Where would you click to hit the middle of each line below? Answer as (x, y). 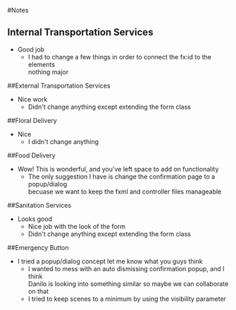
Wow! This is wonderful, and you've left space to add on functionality (118, 169)
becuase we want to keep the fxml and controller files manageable (125, 191)
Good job (31, 49)
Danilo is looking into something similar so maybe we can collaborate (128, 284)
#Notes (18, 10)
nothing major (48, 72)
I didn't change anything (63, 141)
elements (41, 64)
